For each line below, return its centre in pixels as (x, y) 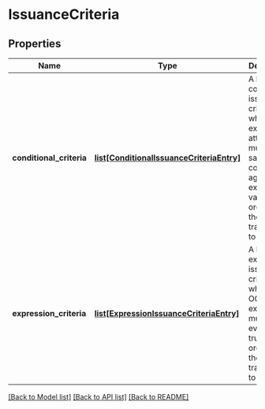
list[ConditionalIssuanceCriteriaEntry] (168, 158)
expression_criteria (49, 313)
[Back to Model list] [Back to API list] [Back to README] (99, 397)
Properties (35, 44)
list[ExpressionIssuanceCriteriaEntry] (167, 313)
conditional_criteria (49, 158)
